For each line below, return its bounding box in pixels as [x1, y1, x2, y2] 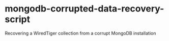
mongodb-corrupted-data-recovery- [5, 3, 164, 14]
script [5, 13, 31, 25]
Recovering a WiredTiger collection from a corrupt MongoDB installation [5, 30, 156, 36]
